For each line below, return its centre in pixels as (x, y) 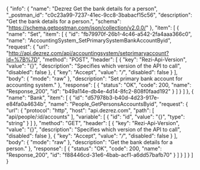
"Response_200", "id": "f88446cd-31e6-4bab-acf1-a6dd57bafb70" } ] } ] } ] (100, 155)
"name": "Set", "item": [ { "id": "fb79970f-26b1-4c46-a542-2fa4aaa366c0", (99, 34)
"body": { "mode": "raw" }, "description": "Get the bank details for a (90, 142)
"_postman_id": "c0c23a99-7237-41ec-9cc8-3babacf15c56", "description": (99, 15)
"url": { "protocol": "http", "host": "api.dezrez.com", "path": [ (80, 110)
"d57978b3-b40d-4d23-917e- (122, 98)
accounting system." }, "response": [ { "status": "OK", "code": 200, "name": (99, 85)
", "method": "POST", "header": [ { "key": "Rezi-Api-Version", (112, 60)
